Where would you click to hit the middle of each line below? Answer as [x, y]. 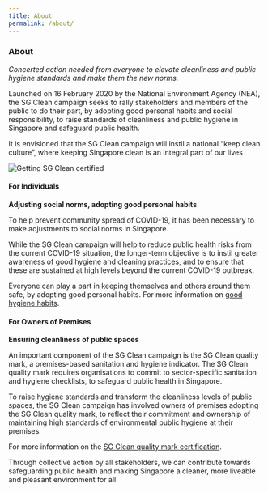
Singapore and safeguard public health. [74, 128]
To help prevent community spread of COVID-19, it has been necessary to [132, 220]
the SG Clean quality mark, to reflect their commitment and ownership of [130, 414]
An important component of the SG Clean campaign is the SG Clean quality [134, 355]
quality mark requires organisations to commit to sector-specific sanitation [133, 372]
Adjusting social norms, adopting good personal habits [102, 204]
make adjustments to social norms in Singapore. [88, 229]
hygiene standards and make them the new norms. [94, 78]
